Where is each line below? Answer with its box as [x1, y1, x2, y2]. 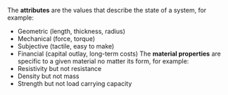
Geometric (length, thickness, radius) [17, 27, 125, 35]
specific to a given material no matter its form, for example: [17, 57, 189, 65]
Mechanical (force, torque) [17, 34, 96, 43]
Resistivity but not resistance [17, 65, 102, 72]
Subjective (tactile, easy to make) [17, 42, 115, 50]
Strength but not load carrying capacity [17, 80, 132, 87]
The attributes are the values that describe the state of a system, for [7, 6, 207, 14]
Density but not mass [17, 72, 80, 80]
